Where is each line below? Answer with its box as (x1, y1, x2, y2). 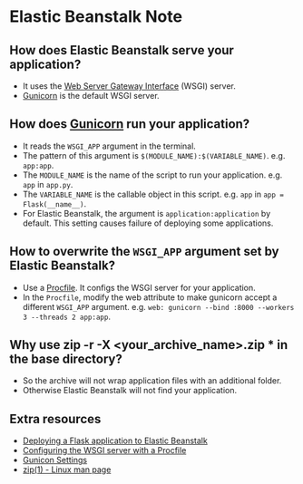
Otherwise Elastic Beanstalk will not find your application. (22, 385, 238, 396)
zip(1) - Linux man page (22, 464, 112, 475)
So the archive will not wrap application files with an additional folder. (22, 375, 282, 386)
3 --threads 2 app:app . (22, 311, 112, 322)
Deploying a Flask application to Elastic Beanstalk (22, 435, 209, 446)
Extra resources (9, 411, 102, 427)
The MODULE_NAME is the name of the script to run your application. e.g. (22, 169, 283, 180)
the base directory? (9, 352, 122, 367)
